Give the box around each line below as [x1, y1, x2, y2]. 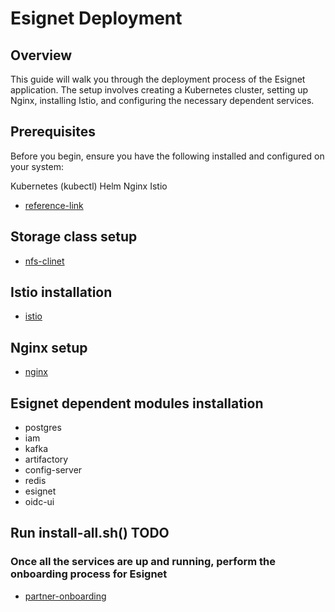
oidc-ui [24, 496, 55, 508]
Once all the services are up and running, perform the [10, 555, 276, 569]
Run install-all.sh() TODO [10, 525, 170, 542]
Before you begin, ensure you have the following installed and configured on [10, 150, 325, 162]
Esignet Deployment [10, 7, 183, 30]
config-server [24, 464, 83, 476]
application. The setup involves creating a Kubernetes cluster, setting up [10, 84, 309, 96]
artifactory [24, 453, 69, 466]
